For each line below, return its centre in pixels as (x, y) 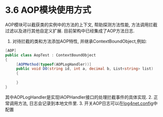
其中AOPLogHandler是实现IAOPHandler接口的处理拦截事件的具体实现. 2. (79, 97)
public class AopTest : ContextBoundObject (51, 55)
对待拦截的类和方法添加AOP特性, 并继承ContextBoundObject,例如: (80, 41)
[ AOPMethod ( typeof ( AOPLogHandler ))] (54, 64)
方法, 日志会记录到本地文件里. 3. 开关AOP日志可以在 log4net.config (86, 103)
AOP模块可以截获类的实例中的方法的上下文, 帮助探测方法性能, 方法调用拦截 (81, 25)
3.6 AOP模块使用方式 (48, 10)
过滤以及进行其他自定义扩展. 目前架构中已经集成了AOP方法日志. (70, 30)
